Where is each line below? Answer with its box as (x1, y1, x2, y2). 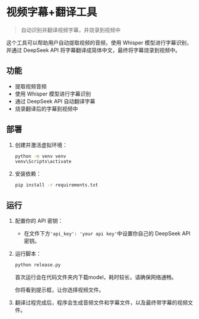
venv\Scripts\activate (14, 159, 72, 165)
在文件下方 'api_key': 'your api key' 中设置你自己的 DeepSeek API (23, 230, 191, 237)
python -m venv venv (14, 153, 66, 159)
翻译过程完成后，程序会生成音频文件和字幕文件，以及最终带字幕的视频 (14, 299, 188, 306)
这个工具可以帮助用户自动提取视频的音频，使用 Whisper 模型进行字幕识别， (6, 39, 192, 46)
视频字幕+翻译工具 (6, 5, 97, 19)
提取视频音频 (14, 82, 47, 90)
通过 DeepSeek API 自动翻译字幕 (14, 97, 96, 105)
